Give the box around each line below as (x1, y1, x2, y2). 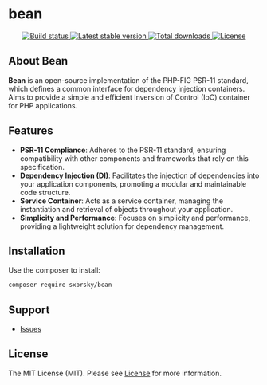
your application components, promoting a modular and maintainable (19, 179, 247, 188)
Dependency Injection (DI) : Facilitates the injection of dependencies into (19, 171, 260, 180)
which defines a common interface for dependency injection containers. (8, 84, 245, 93)
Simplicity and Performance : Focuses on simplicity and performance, (19, 213, 251, 222)
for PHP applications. (8, 100, 78, 110)
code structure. (19, 187, 71, 197)
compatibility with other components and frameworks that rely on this (19, 153, 249, 163)
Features (8, 124, 53, 138)
